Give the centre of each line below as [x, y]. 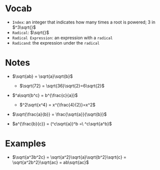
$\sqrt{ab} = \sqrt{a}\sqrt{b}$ [42, 76]
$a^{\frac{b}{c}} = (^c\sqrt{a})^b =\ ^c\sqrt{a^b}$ [62, 123]
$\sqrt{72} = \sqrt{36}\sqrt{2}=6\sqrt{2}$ [62, 86]
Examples [26, 144]
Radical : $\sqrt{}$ [30, 32]
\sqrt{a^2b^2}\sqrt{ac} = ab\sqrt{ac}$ [51, 162]
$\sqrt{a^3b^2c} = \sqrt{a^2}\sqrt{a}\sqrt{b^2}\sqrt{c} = [69, 157]
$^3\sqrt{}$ [24, 27]
